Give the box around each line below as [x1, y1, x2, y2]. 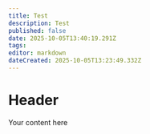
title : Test [8, 11, 48, 20]
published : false [8, 26, 67, 35]
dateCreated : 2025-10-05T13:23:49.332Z [8, 57, 142, 65]
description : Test [8, 19, 70, 27]
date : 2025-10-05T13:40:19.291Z [8, 34, 116, 43]
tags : [8, 42, 26, 50]
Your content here [8, 117, 68, 127]
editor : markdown [8, 49, 67, 57]
